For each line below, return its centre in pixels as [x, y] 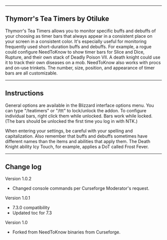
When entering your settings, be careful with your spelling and [69, 131]
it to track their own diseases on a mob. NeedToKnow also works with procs [83, 62]
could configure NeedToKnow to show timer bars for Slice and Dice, [75, 52]
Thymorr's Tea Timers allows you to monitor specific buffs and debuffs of [81, 31]
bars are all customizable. [32, 73]
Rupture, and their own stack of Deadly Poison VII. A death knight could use [83, 57]
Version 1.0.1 [18, 198]
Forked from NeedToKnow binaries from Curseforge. [66, 232]
